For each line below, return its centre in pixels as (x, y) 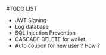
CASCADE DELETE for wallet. (51, 39)
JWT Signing (31, 20)
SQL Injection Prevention (45, 33)
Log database (32, 27)
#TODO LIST (22, 9)
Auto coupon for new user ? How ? (57, 45)
